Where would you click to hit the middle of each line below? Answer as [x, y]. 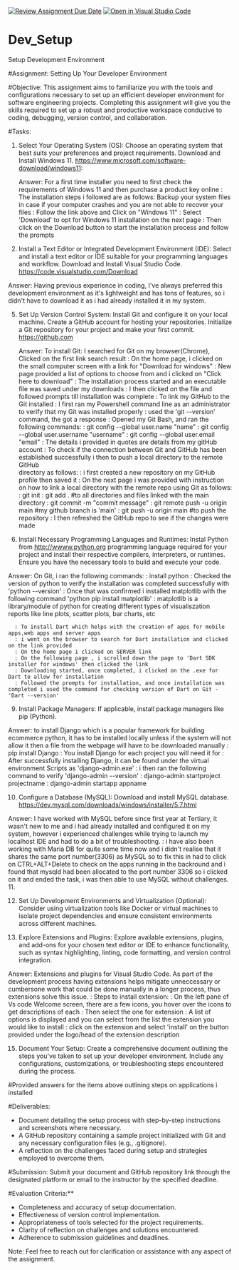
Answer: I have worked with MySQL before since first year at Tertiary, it [113, 818]
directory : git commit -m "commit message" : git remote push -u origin [122, 503]
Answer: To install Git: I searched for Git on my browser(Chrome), [114, 351]
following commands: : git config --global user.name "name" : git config [124, 427]
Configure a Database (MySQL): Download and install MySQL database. [124, 797]
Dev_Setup [41, 40]
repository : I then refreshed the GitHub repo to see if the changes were [123, 518]
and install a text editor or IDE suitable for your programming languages [123, 256]
